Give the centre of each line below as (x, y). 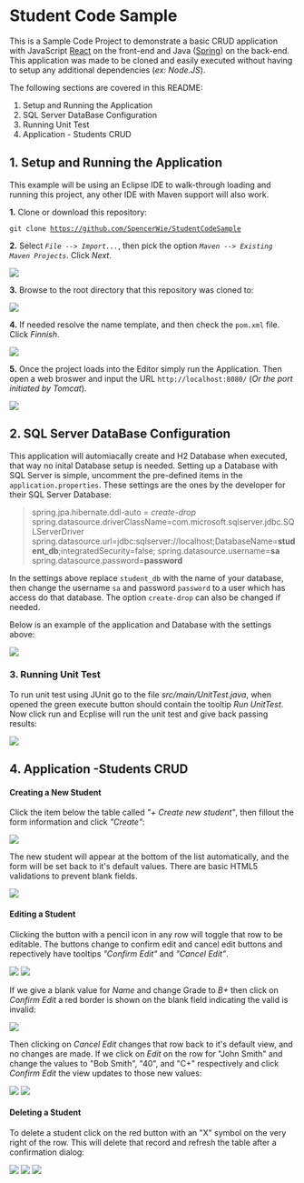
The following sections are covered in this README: (106, 87)
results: (24, 723)
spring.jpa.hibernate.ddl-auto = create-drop (114, 512)
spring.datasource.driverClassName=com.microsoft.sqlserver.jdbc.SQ (163, 521)
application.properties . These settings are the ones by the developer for (147, 485)
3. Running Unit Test (55, 675)
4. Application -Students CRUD (99, 769)
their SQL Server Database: (60, 494)
